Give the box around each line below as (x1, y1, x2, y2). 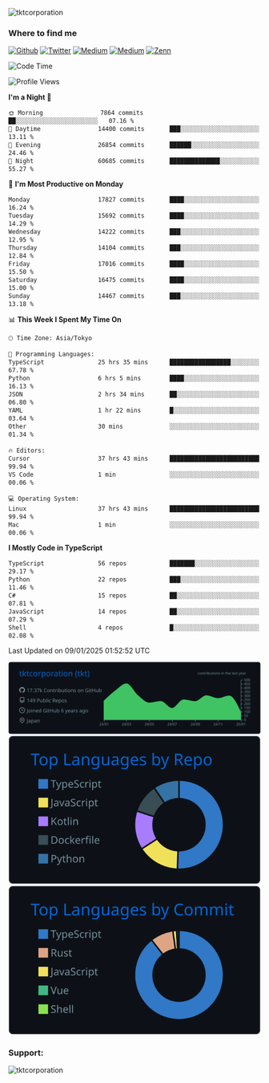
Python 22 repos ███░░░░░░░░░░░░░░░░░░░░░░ (8, 576, 260, 584)
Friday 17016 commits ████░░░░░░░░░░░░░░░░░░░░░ (8, 260, 260, 268)
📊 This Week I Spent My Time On (8, 315, 122, 324)
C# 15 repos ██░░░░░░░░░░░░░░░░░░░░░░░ (8, 592, 260, 600)
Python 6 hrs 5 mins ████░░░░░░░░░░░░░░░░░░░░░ (8, 374, 260, 383)
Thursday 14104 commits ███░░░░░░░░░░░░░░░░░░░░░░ (8, 244, 260, 252)
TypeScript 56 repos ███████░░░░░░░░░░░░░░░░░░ (8, 560, 260, 568)
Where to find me (8, 27, 78, 39)
